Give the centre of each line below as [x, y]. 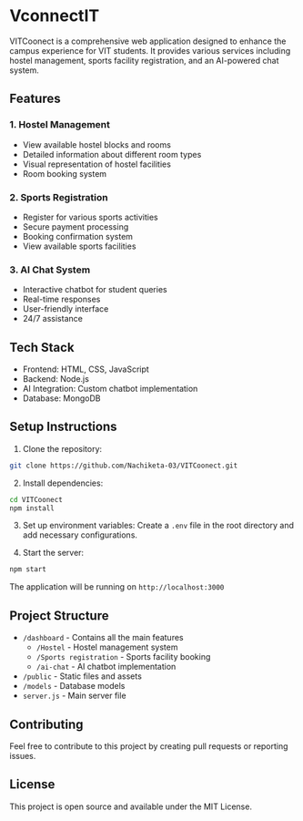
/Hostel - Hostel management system [107, 647]
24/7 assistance [53, 319]
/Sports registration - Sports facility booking [123, 657]
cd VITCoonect [36, 499]
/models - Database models [74, 686]
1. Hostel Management [60, 125]
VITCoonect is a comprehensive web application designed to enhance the [148, 41]
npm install [32, 508]
